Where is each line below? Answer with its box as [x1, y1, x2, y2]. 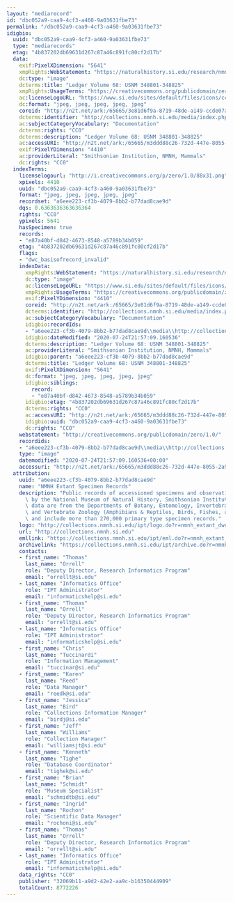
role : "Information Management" [24, 658, 119, 665]
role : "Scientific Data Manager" [24, 813, 122, 821]
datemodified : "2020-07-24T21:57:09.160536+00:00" [19, 457, 169, 464]
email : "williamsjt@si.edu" [24, 742, 107, 749]
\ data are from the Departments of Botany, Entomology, [24, 502, 194, 509]
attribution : [13, 470, 51, 477]
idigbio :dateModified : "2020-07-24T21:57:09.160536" [24, 334, 182, 341]
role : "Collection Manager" [24, 736, 107, 742]
